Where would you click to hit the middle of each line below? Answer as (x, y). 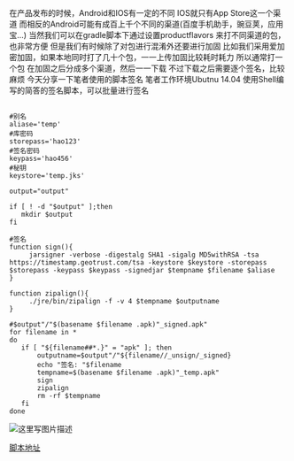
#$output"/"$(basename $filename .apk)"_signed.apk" (108, 325)
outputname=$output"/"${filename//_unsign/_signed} (134, 356)
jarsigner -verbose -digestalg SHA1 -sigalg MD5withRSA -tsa (144, 255)
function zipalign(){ (49, 294)
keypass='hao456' (41, 158)
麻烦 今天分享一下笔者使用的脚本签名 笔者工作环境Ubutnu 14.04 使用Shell (143, 79)
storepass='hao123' (45, 142)
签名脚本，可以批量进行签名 (98, 90)
